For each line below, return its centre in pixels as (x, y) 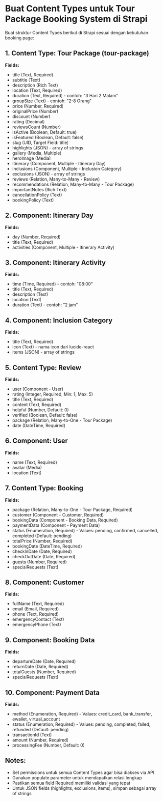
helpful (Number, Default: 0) (40, 410)
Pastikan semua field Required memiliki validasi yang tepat (71, 783)
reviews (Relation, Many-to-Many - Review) (56, 179)
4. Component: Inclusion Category (59, 320)
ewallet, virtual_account (36, 719)
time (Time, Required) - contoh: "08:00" (52, 284)
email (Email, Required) (35, 609)
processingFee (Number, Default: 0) (48, 745)
